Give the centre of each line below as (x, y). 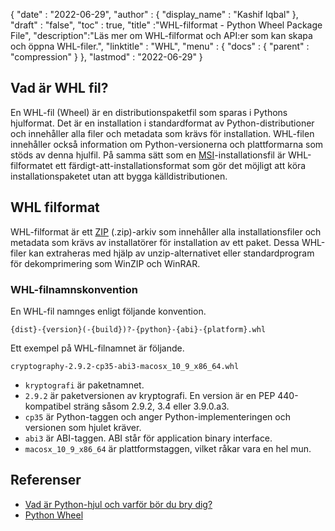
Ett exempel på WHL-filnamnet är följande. (97, 348)
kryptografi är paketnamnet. (84, 385)
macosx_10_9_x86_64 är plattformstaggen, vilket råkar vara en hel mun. (168, 448)
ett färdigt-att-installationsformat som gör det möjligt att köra (180, 165)
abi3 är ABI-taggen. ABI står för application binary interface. (148, 438)
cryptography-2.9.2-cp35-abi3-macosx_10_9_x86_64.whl (125, 366)
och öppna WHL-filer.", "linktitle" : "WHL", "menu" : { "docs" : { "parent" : (160, 46)
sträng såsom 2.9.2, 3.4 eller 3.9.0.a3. (151, 406)
